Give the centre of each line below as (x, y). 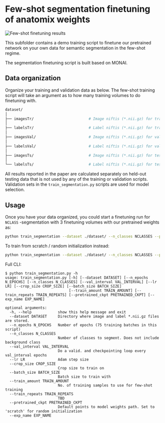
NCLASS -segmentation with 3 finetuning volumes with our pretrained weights (82, 222)
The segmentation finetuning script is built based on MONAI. (66, 63)
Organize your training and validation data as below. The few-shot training (80, 90)
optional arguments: (26, 308)
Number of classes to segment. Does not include (109, 338)
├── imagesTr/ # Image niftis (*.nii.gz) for (79, 119)
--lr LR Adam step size (49, 359)
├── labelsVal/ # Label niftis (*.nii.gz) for (79, 146)
